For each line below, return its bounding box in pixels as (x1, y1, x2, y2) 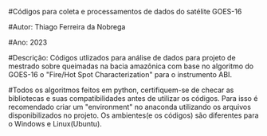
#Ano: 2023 (8, 37, 48, 47)
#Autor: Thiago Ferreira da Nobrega (8, 22, 126, 31)
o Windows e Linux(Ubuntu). (8, 119, 102, 128)
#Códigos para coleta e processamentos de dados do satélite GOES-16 (8, 7, 242, 16)
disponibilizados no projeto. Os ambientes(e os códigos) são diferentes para (8, 111, 259, 120)
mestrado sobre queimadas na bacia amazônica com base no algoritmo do (8, 61, 253, 71)
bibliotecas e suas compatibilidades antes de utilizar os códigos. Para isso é (8, 94, 258, 103)
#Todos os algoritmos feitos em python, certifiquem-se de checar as (8, 85, 234, 95)
